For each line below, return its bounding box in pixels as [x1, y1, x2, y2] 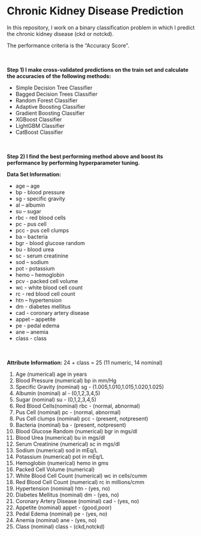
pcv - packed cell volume [15, 277, 78, 284]
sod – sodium [15, 258, 49, 265]
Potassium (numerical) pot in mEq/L [15, 453, 104, 460]
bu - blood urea [15, 246, 54, 253]
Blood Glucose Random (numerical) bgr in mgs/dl [15, 427, 138, 434]
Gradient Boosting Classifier [15, 109, 86, 117]
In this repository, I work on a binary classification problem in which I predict [7, 24, 195, 31]
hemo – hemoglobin [15, 271, 65, 278]
